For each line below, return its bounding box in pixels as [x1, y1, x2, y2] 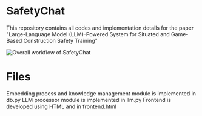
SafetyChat [6, 4, 66, 18]
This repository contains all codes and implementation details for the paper [6, 24, 194, 31]
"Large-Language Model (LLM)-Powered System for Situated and [6, 30, 170, 37]
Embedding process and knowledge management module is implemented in [6, 89, 196, 97]
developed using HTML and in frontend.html [6, 103, 117, 110]
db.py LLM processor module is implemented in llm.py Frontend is [6, 96, 172, 103]
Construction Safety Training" [23, 37, 98, 44]
